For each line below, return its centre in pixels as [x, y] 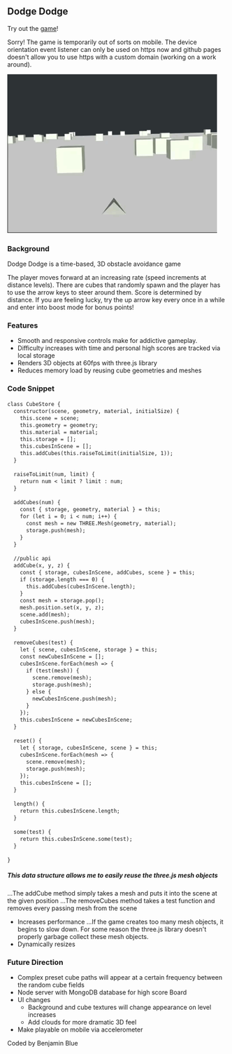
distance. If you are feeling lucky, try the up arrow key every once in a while [116, 300]
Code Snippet [31, 389]
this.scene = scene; [50, 418]
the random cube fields [51, 985]
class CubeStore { [34, 404]
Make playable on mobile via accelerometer [80, 1029]
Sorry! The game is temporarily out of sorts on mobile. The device [102, 42]
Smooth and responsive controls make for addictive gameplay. [107, 341]
